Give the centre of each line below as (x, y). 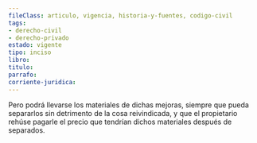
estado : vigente (35, 45)
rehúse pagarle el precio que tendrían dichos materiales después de (120, 122)
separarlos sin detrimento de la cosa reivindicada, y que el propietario (123, 113)
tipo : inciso (30, 52)
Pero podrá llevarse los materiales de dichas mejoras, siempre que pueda (128, 105)
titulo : (21, 68)
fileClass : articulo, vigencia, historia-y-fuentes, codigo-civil (121, 15)
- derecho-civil (35, 30)
